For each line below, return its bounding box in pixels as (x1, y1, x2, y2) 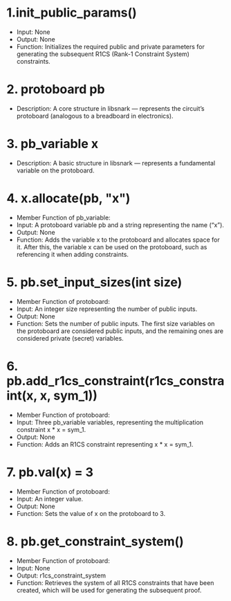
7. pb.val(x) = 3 (6, 464, 94, 480)
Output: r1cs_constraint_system (16, 571, 107, 580)
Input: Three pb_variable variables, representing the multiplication (16, 418, 204, 427)
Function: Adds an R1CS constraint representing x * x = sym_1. (16, 440, 194, 448)
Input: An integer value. (16, 494, 84, 503)
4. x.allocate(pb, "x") (6, 190, 131, 206)
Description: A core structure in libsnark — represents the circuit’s (16, 104, 205, 112)
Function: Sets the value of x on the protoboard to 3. (16, 509, 166, 517)
